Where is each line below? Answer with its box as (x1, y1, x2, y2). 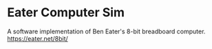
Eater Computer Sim (7, 5, 125, 20)
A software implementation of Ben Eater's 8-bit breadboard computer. (7, 27, 206, 35)
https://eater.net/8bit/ (7, 34, 69, 42)
